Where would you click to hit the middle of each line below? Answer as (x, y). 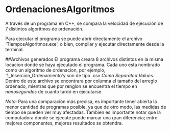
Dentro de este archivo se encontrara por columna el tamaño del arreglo (81, 81)
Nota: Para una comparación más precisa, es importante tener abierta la (81, 101)
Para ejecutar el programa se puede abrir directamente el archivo (74, 39)
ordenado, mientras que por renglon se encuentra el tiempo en (71, 86)
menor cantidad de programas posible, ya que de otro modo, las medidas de (86, 107)
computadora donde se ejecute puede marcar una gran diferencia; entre (81, 117)
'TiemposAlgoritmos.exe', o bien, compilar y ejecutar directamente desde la (85, 44)
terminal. (15, 49)
